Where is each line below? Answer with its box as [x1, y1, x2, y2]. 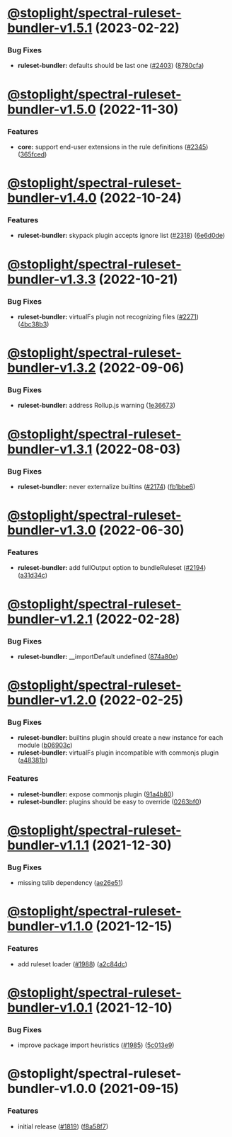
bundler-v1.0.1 [7, 1000, 93, 1015]
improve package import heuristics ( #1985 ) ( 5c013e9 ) [17, 1041, 175, 1049]
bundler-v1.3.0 [7, 522, 97, 539]
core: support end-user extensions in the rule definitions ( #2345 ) [17, 142, 209, 151]
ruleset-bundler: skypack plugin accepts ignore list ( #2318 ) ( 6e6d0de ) [17, 232, 226, 240]
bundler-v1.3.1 [7, 441, 93, 457]
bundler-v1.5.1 [7, 20, 93, 36]
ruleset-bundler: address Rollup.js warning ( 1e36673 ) [17, 401, 175, 410]
